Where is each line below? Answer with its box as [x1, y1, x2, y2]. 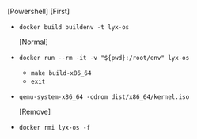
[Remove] [18, 107, 51, 116]
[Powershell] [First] [7, 7, 70, 16]
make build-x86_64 [30, 69, 92, 77]
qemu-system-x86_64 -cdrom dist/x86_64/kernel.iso [18, 93, 190, 101]
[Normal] [18, 37, 48, 47]
